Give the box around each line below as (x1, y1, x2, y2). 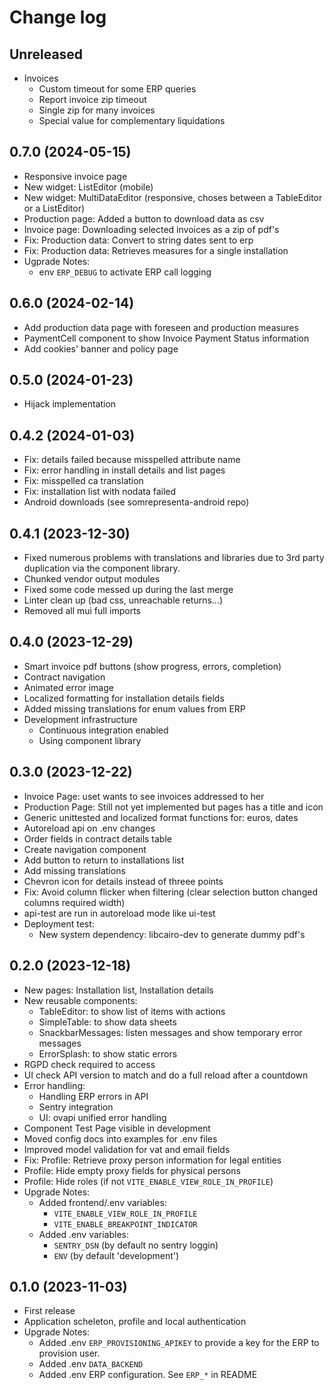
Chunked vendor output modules (23, 573, 161, 585)
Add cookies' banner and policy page (23, 342, 179, 355)
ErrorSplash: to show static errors (38, 1047, 178, 1060)
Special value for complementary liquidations (38, 115, 226, 126)
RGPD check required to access (23, 1058, 156, 1070)
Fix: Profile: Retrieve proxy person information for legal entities (23, 1154, 282, 1166)
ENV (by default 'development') (53, 1249, 180, 1261)
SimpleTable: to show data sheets (38, 1016, 177, 1028)
